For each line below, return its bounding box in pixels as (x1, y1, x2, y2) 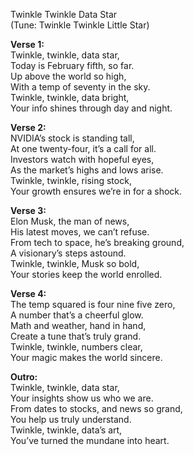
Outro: (10, 371, 38, 383)
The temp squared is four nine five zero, (10, 299, 176, 310)
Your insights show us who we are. (10, 392, 154, 404)
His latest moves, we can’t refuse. (10, 226, 150, 238)
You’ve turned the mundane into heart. (10, 435, 170, 446)
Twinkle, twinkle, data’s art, (10, 424, 123, 436)
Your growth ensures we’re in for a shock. (10, 185, 183, 197)
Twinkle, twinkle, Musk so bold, (10, 258, 140, 269)
